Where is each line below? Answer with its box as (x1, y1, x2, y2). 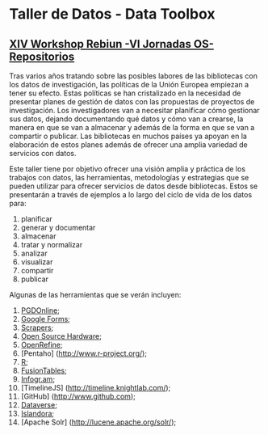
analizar (20, 248, 48, 258)
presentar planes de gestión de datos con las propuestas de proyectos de (9, 97, 255, 106)
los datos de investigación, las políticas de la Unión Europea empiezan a (9, 80, 249, 89)
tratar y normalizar (20, 240, 83, 249)
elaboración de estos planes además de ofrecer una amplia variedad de (9, 140, 249, 150)
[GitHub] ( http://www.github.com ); (20, 391, 136, 401)
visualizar (20, 257, 53, 267)
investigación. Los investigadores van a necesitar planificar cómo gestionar (9, 106, 261, 115)
